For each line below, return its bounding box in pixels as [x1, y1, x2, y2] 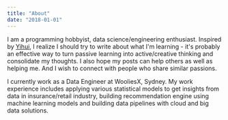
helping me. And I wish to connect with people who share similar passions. [7, 64, 217, 72]
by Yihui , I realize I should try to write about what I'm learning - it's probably [7, 42, 220, 50]
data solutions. [7, 106, 49, 115]
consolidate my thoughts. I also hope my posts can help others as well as [7, 57, 213, 65]
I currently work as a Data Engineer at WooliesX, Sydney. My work [7, 77, 193, 85]
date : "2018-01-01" [7, 16, 63, 23]
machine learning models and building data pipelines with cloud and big [7, 99, 210, 107]
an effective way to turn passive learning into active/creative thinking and [7, 49, 214, 58]
